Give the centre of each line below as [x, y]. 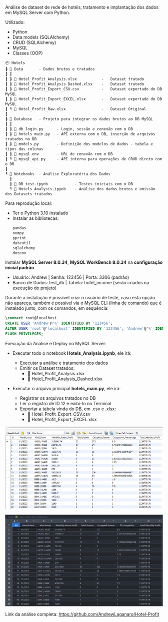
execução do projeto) [34, 288]
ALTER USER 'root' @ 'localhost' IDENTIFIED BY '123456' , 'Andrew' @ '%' [79, 328]
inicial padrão [19, 268]
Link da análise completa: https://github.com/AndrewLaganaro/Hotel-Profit [82, 615]
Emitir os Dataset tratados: [47, 368]
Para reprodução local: [29, 203]
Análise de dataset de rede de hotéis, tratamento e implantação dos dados [82, 7]
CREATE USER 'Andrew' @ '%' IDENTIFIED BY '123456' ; [59, 323]
